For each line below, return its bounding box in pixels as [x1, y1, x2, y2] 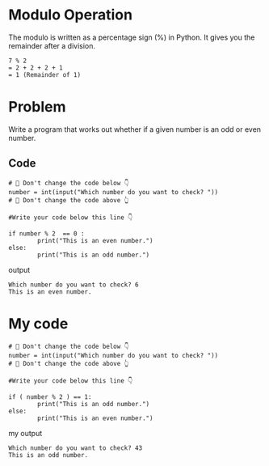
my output [8, 428, 43, 438]
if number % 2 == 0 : [8, 229, 85, 238]
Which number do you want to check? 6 [8, 281, 139, 289]
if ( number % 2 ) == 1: [8, 392, 92, 401]
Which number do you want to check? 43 [8, 443, 143, 452]
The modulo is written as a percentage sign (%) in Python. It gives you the [8, 32, 255, 42]
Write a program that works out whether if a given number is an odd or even [8, 124, 261, 134]
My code [8, 314, 69, 333]
